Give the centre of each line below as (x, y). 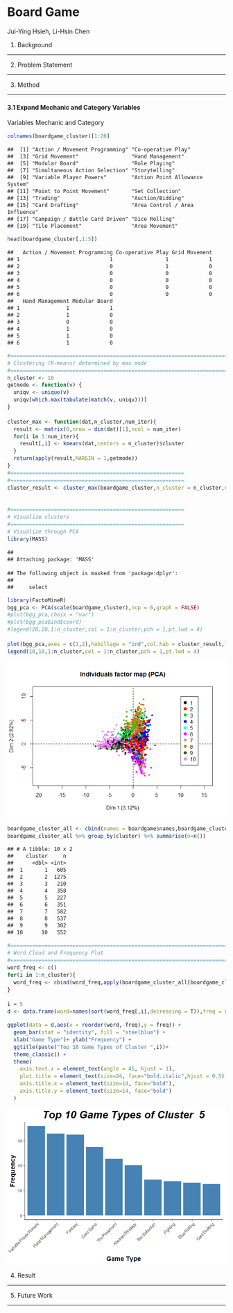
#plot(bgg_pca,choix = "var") (51, 615)
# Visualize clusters (38, 517)
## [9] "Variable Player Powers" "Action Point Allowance (105, 178)
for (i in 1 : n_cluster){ (42, 975)
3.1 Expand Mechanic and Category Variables (74, 107)
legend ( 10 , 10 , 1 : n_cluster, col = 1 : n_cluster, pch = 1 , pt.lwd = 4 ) (104, 651)
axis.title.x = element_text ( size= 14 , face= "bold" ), (97, 1084)
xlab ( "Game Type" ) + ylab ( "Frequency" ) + (72, 1039)
